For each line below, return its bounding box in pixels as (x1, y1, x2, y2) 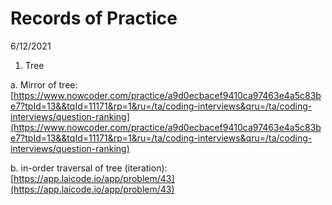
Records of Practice (10, 7, 178, 30)
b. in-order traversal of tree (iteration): (10, 162, 168, 174)
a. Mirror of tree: (10, 78, 78, 91)
